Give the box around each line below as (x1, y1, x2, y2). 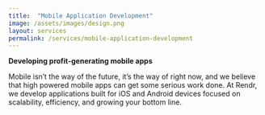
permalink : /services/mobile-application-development (8, 34, 194, 43)
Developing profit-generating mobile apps (8, 56, 153, 66)
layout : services (8, 27, 67, 35)
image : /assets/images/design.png (8, 19, 125, 27)
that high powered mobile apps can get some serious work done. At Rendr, (8, 80, 258, 90)
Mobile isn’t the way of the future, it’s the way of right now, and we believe (8, 72, 256, 81)
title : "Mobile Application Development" (8, 11, 154, 20)
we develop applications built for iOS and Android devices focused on (8, 89, 241, 99)
